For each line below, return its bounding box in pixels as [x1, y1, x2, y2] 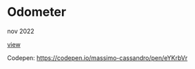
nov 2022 [7, 27, 34, 35]
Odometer [7, 4, 67, 20]
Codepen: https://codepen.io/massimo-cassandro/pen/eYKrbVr [7, 53, 188, 62]
